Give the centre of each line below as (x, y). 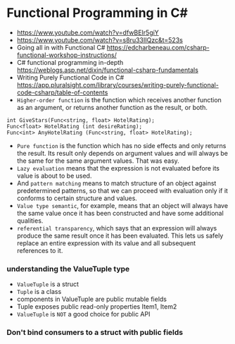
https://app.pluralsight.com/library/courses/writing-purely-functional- (118, 85)
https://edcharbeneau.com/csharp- (158, 47)
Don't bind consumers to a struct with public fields (95, 333)
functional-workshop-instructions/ (66, 55)
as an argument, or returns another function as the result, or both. (112, 107)
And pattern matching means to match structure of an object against (116, 183)
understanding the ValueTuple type (68, 269)
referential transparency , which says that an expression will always (117, 228)
